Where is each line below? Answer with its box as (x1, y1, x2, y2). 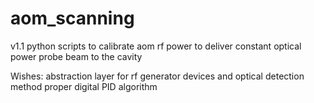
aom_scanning (10, 7, 135, 30)
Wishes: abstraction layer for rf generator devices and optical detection (10, 70, 305, 82)
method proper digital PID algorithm (10, 80, 158, 92)
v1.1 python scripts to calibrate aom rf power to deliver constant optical (10, 40, 302, 52)
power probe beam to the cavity (10, 50, 143, 62)
